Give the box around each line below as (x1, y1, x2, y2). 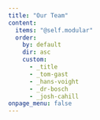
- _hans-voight (28, 77, 80, 85)
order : (15, 33, 37, 42)
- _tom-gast (28, 70, 69, 78)
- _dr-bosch (28, 84, 69, 93)
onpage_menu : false (8, 99, 72, 107)
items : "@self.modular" (15, 26, 93, 34)
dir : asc (22, 48, 51, 56)
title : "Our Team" (8, 11, 69, 20)
